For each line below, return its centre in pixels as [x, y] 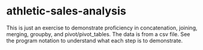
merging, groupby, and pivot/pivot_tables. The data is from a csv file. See [98, 34]
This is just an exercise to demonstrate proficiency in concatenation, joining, [102, 28]
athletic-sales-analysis [66, 11]
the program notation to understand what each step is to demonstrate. [94, 40]
